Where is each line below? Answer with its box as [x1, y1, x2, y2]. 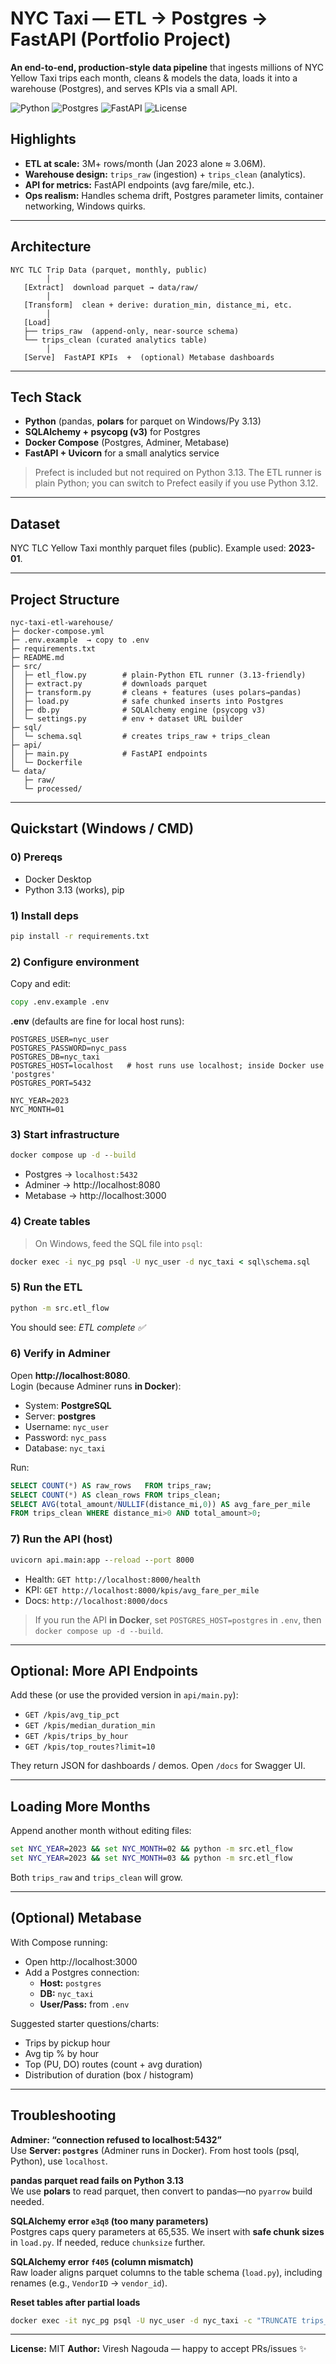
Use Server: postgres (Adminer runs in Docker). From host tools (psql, [10, 2144, 300, 2156]
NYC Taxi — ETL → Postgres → [10, 7, 269, 30]
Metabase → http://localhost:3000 [24, 1190, 167, 1202]
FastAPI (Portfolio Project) [10, 28, 232, 51]
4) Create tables [10, 1215, 91, 1229]
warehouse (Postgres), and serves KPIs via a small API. [10, 82, 238, 94]
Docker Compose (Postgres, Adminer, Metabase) [24, 437, 230, 449]
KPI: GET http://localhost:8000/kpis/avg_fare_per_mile [24, 1583, 260, 1596]
